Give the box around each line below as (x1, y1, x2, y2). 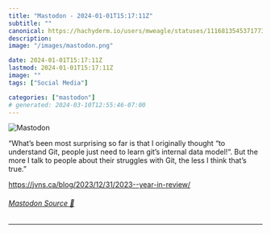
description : (8, 34, 52, 43)
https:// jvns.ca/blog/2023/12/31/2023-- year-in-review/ (8, 180, 191, 189)
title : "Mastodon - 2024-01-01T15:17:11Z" (8, 11, 153, 20)
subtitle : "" (8, 19, 52, 27)
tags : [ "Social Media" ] (8, 78, 89, 87)
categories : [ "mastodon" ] (8, 94, 95, 102)
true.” (8, 164, 27, 174)
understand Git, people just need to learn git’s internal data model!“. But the (8, 147, 258, 157)
